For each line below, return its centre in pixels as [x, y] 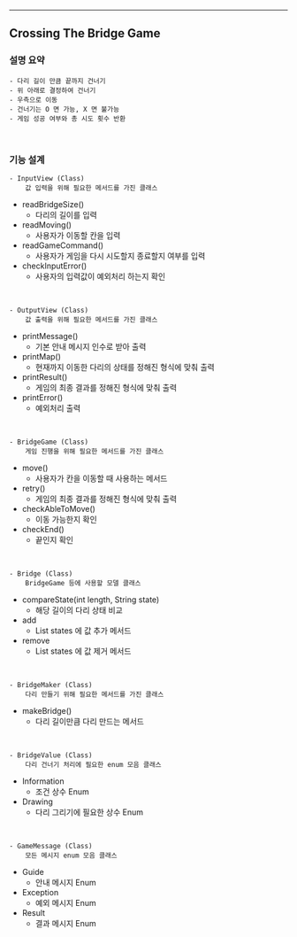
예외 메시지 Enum [66, 902]
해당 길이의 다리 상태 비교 [79, 610]
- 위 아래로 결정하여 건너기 [53, 90]
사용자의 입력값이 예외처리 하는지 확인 [100, 276]
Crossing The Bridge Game [85, 33]
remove [36, 640]
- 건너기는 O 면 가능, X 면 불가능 [65, 109]
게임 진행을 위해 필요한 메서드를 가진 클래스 [95, 451]
